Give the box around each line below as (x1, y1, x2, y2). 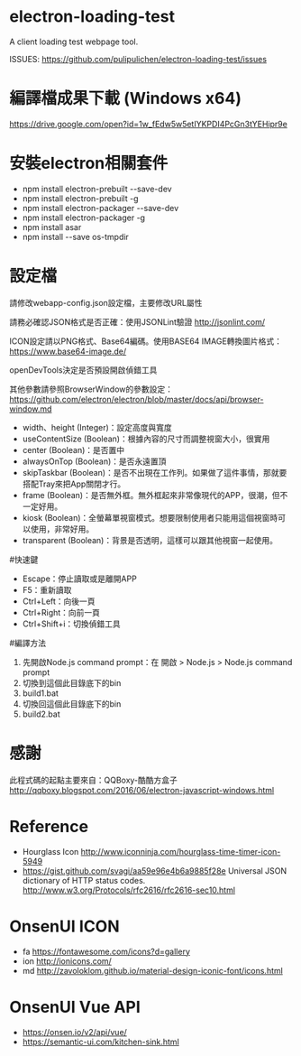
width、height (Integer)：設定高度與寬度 (22, 421, 173, 432)
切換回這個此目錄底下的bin (22, 698, 122, 709)
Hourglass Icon (22, 846, 79, 857)
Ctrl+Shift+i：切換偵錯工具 (22, 618, 122, 629)
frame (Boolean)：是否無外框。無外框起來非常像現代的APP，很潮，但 (22, 489, 280, 500)
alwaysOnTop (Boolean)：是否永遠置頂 (22, 456, 167, 467)
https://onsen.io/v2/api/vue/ (22, 1026, 128, 1037)
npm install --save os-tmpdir (22, 231, 129, 242)
